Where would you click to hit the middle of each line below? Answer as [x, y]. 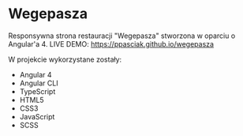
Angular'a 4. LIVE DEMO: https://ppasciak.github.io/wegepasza [111, 43]
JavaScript [37, 116]
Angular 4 [36, 74]
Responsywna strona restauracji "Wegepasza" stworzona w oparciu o [122, 36]
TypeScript [37, 91]
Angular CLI [39, 83]
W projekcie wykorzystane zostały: [65, 59]
